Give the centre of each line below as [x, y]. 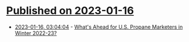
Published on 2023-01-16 [70, 11]
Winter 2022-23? [36, 33]
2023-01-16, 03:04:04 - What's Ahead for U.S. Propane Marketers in [99, 27]
